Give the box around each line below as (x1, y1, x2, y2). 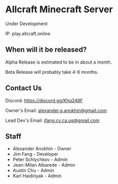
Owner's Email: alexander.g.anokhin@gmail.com (5, 107, 107, 113)
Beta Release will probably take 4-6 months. (5, 69, 99, 75)
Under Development (5, 21, 48, 27)
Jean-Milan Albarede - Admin (12, 162, 76, 168)
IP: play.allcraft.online (5, 30, 51, 36)
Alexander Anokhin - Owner (12, 146, 72, 152)
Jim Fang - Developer (12, 151, 59, 157)
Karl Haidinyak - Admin (12, 173, 62, 179)
